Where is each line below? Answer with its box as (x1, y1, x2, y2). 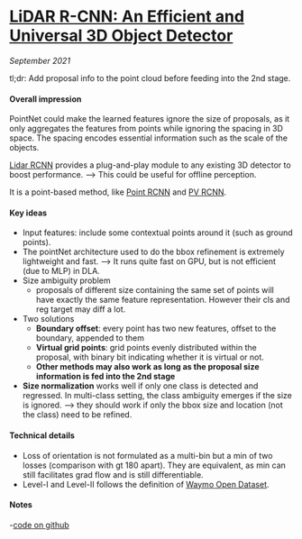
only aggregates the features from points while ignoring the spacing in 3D (9, 123, 284, 134)
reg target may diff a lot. (35, 304, 126, 315)
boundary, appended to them (35, 333, 144, 343)
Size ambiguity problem (22, 275, 111, 286)
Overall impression (9, 93, 82, 105)
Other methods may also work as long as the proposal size (35, 361, 260, 372)
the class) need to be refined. (22, 409, 133, 420)
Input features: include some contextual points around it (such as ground (22, 227, 293, 238)
